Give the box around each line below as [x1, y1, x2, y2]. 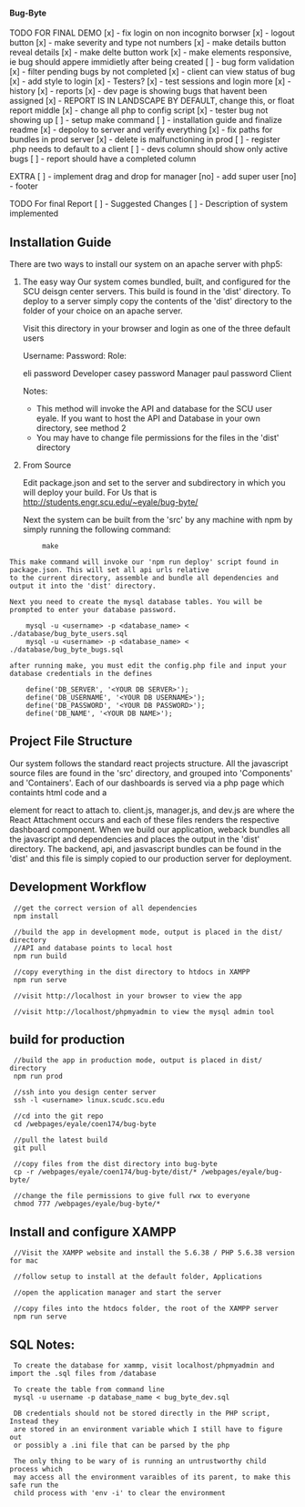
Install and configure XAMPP [9, 1224, 177, 1239]
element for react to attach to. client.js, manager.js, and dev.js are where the [9, 805, 295, 815]
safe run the [9, 1481, 59, 1490]
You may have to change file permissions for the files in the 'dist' [36, 433, 280, 444]
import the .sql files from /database [9, 1369, 157, 1379]
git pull [13, 1143, 47, 1153]
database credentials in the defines [9, 670, 153, 679]
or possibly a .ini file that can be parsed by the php [13, 1440, 230, 1451]
